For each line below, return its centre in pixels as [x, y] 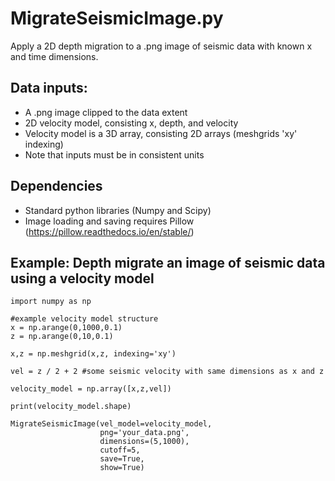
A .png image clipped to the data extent [106, 112]
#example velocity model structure [84, 319]
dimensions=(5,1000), [144, 442]
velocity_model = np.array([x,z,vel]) [91, 389]
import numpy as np [51, 302]
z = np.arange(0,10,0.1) [62, 337]
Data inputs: [49, 88]
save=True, [122, 459]
